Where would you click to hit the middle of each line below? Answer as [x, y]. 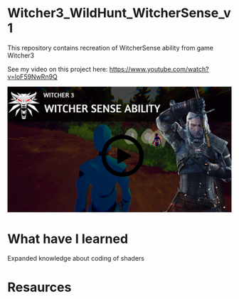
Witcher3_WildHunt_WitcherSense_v [119, 13]
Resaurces [39, 287]
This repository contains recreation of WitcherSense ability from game [110, 48]
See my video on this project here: [58, 69]
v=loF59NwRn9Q [33, 77]
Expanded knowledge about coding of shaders [76, 259]
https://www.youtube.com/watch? [159, 69]
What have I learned [68, 239]
